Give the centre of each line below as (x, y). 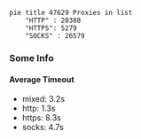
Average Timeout (42, 79)
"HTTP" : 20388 (53, 20)
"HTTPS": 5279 (51, 28)
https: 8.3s (42, 118)
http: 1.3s (39, 108)
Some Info (32, 58)
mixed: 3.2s (43, 99)
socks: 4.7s (43, 127)
